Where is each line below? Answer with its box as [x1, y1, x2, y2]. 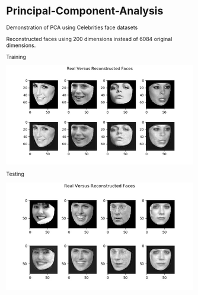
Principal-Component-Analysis [6, 4, 164, 18]
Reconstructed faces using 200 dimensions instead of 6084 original [6, 35, 173, 42]
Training [6, 53, 27, 60]
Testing [6, 170, 25, 177]
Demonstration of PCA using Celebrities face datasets [6, 24, 138, 31]
